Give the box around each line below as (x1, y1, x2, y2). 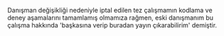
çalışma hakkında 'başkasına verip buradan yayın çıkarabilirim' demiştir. (7, 21, 218, 29)
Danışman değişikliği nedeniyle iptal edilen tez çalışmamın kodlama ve (7, 6, 213, 14)
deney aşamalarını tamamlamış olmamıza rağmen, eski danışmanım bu (7, 13, 214, 22)
